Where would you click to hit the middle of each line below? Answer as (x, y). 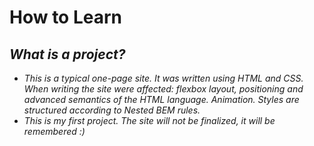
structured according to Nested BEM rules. (112, 110)
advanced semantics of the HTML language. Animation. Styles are (161, 99)
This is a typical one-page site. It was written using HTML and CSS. (163, 78)
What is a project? (67, 54)
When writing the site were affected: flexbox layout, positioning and (163, 89)
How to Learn (66, 17)
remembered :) (54, 131)
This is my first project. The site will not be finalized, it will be (149, 120)
